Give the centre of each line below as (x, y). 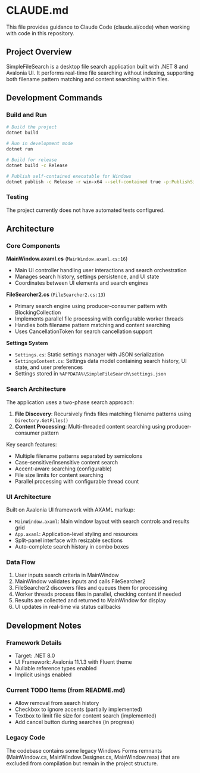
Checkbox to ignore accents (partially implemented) (79, 709)
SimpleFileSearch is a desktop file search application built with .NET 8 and (97, 66)
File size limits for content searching (59, 475)
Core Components (33, 246)
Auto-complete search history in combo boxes (72, 547)
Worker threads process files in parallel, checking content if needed (98, 594)
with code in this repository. (40, 33)
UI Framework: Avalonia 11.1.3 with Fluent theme (73, 662)
